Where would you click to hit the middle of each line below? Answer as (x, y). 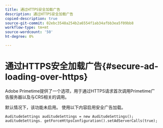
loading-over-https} (46, 77)
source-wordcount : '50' (29, 32)
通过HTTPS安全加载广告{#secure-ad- (82, 66)
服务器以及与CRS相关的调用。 (39, 97)
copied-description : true (31, 18)
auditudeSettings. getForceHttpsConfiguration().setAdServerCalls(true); (81, 121)
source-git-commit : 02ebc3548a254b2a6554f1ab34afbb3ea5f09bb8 (69, 23)
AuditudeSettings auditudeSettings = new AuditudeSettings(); (69, 116)
